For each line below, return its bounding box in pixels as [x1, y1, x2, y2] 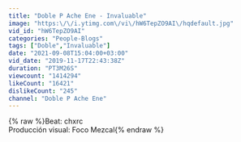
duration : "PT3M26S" [8, 65, 79, 73]
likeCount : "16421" [8, 79, 75, 87]
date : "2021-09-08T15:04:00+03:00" [8, 49, 129, 57]
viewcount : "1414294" [8, 72, 82, 80]
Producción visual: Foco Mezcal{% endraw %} [8, 125, 165, 135]
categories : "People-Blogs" [8, 34, 104, 43]
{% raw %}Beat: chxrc [8, 116, 84, 126]
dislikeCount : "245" [8, 86, 79, 95]
